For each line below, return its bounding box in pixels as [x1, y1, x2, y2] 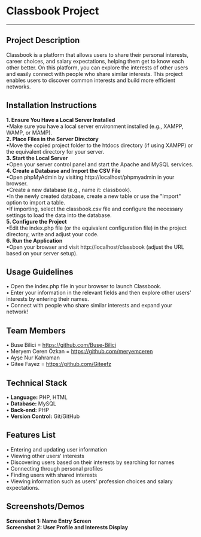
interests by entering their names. [6, 295, 89, 303]
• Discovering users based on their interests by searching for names [6, 459, 175, 466]
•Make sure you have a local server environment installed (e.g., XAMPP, [6, 123, 184, 130]
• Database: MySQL [6, 400, 57, 407]
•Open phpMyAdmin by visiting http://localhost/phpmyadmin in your [6, 173, 175, 181]
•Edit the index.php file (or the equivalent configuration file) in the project [6, 224, 187, 231]
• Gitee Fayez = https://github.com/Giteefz [6, 361, 112, 368]
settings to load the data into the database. [6, 211, 112, 219]
